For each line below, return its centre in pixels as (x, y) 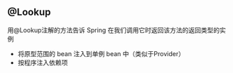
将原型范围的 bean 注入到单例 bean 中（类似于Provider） (101, 53)
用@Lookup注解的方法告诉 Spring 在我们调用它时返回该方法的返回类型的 (114, 30)
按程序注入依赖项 (43, 62)
